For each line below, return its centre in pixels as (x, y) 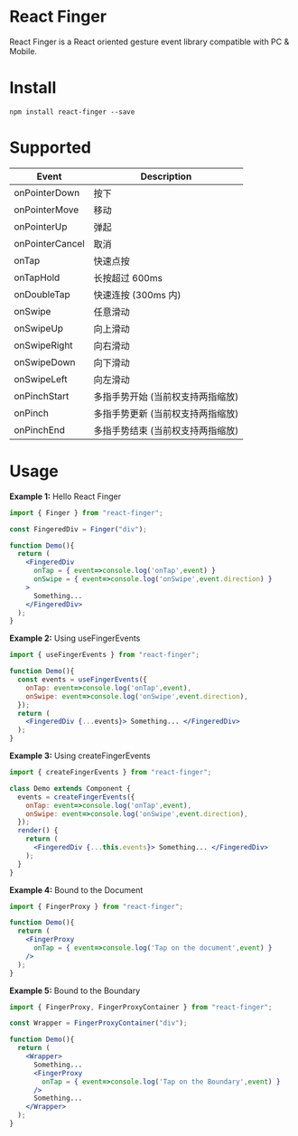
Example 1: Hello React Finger (65, 496)
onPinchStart (42, 396)
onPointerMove (47, 210)
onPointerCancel (49, 243)
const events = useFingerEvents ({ (82, 680)
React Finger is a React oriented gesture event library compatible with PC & (149, 42)
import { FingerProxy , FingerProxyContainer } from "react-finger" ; (141, 1007)
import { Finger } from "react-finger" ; (87, 512)
